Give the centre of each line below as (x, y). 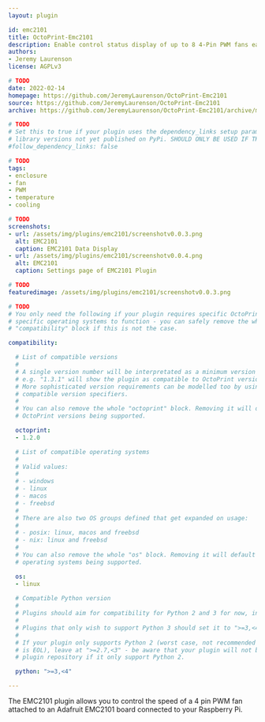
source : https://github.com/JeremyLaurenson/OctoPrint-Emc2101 (114, 103)
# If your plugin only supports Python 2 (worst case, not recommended (136, 643)
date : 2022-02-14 (37, 88)
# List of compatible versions (67, 357)
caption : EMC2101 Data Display (67, 249)
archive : (22, 110)
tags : (17, 168)
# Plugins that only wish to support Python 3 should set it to (123, 628)
